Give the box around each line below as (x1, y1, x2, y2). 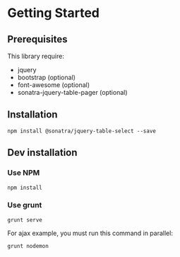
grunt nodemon (7, 242, 49, 249)
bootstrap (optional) (17, 73, 76, 81)
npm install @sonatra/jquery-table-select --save (7, 127, 157, 135)
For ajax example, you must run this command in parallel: (7, 229, 173, 237)
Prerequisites (7, 33, 68, 45)
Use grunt (7, 200, 42, 210)
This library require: (7, 52, 65, 60)
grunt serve (7, 216, 42, 224)
